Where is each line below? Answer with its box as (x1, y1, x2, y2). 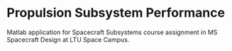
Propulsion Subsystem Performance (6, 5, 225, 21)
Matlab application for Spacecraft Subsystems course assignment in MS (6, 28, 218, 36)
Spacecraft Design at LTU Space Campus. (6, 35, 130, 43)
